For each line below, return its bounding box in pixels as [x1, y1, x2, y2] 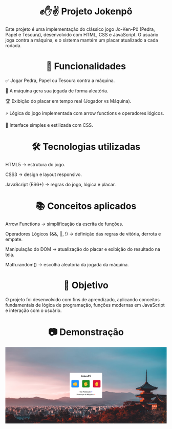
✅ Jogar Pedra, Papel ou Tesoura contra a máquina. [5, 77, 115, 84]
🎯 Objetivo [63, 279, 109, 291]
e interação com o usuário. [5, 307, 62, 314]
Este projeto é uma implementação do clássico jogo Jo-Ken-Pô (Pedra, [5, 26, 155, 32]
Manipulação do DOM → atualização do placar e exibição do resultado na [5, 246, 160, 252]
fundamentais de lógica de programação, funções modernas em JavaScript [5, 302, 165, 308]
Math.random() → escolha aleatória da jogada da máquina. [5, 261, 129, 267]
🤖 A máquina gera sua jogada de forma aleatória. [5, 87, 109, 94]
